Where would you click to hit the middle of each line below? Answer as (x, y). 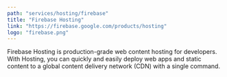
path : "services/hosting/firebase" (58, 13)
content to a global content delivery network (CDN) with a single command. (114, 66)
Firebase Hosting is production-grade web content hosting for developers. (112, 52)
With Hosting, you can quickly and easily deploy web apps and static (104, 59)
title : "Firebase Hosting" (46, 20)
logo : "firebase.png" (38, 32)
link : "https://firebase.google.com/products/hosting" (87, 26)
